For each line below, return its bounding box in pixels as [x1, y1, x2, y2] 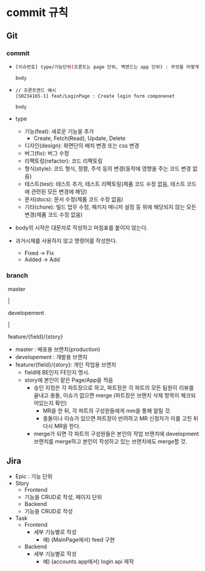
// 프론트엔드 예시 [15, 87, 56, 93]
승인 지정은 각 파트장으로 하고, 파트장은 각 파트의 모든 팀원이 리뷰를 [33, 384, 195, 391]
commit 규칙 [6, 6, 69, 20]
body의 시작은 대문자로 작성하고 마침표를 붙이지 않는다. [15, 224, 149, 231]
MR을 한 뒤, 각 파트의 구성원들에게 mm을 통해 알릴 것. [42, 406, 172, 414]
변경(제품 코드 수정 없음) [24, 211, 83, 219]
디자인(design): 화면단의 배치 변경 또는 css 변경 [24, 142, 139, 149]
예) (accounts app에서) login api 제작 [42, 558, 134, 565]
